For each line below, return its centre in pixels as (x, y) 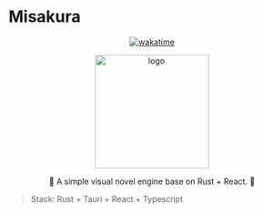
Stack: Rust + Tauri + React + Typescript (107, 198)
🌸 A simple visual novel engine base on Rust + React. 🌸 (152, 181)
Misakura (45, 17)
